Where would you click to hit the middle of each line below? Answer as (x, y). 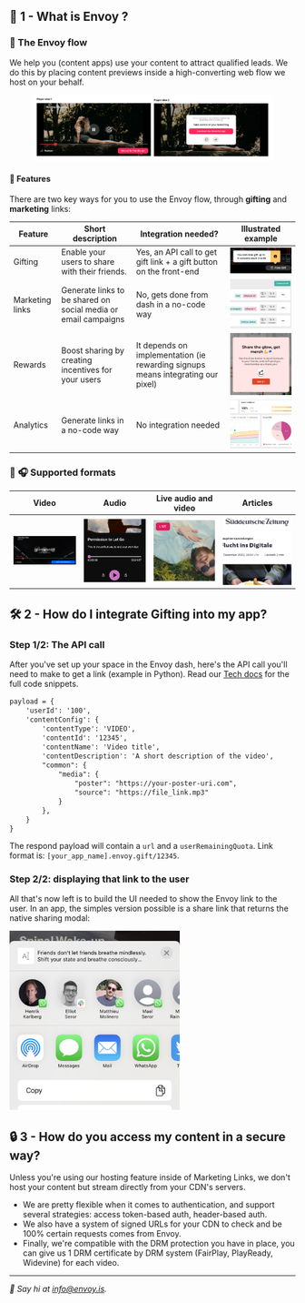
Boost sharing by (93, 350)
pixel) (146, 384)
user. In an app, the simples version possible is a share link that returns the (149, 909)
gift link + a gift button (177, 261)
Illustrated (261, 229)
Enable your (84, 252)
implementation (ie (171, 355)
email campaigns (93, 318)
